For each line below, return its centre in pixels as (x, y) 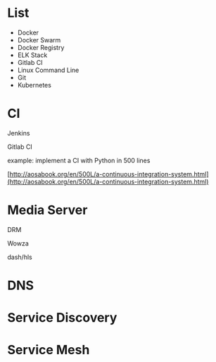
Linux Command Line (48, 70)
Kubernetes (34, 85)
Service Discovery (62, 318)
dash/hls (20, 257)
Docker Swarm (39, 40)
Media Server (47, 210)
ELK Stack (32, 55)
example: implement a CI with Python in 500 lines (79, 160)
